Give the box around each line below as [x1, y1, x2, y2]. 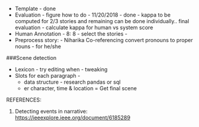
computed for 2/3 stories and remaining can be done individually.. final [14, 18, 189, 24]
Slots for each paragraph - [14, 72, 81, 79]
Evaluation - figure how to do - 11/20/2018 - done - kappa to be [14, 11, 171, 18]
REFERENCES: [6, 96, 42, 103]
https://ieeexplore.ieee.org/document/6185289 [14, 114, 130, 121]
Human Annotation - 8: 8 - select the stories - [14, 30, 128, 37]
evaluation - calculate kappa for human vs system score [14, 24, 154, 31]
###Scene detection [6, 55, 57, 61]
